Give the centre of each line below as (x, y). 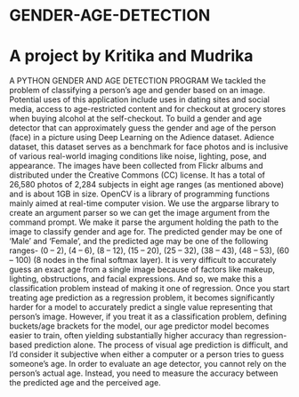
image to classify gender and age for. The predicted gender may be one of (146, 232)
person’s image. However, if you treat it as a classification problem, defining (148, 317)
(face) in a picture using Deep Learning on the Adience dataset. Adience (142, 138)
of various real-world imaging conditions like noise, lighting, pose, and (138, 156)
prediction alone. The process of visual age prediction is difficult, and (161, 345)
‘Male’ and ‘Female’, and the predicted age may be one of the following (139, 242)
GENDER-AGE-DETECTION (110, 16)
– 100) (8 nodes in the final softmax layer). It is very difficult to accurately (143, 260)
